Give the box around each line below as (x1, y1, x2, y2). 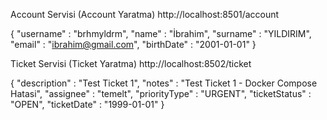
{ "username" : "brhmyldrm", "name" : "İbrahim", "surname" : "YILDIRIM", (10, 28, 312, 39)
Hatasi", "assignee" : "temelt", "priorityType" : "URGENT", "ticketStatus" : (10, 88, 312, 99)
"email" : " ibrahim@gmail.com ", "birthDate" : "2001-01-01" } (10, 39, 257, 50)
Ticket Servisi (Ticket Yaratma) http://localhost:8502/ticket (10, 58, 252, 69)
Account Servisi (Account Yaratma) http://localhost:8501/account (10, 9, 280, 20)
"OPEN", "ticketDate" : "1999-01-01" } (10, 99, 165, 110)
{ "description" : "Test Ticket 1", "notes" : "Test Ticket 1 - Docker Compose (10, 77, 318, 89)
